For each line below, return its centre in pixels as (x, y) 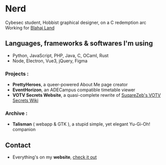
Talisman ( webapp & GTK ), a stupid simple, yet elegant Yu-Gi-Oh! (81, 124)
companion (24, 130)
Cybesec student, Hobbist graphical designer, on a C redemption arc (76, 22)
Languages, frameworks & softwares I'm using (79, 44)
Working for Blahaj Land (30, 27)
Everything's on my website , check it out (55, 157)
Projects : (17, 74)
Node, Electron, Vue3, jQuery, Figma (50, 61)
